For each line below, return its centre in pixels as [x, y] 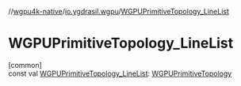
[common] [25, 65]
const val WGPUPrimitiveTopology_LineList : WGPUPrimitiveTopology [120, 73]
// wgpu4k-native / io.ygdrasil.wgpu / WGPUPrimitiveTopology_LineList [119, 11]
